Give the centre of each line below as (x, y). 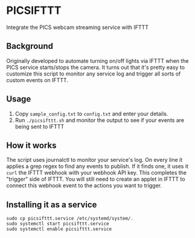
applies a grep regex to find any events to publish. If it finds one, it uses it (97, 166)
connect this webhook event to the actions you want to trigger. (84, 185)
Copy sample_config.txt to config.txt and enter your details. (91, 114)
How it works (31, 145)
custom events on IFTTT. (37, 80)
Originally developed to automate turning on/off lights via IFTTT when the (97, 60)
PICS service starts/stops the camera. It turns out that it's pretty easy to (96, 67)
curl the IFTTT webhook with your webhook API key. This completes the (97, 173)
